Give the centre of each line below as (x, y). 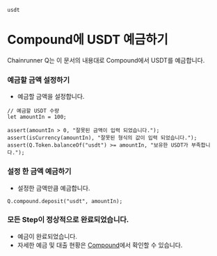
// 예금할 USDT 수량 (33, 111)
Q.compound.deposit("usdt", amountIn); (65, 201)
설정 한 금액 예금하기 (39, 172)
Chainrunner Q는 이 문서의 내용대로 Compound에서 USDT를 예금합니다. (106, 60)
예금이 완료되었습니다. (47, 236)
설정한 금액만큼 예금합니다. (54, 188)
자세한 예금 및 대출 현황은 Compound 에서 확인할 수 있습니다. (100, 245)
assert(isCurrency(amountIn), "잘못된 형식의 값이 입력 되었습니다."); (102, 138)
